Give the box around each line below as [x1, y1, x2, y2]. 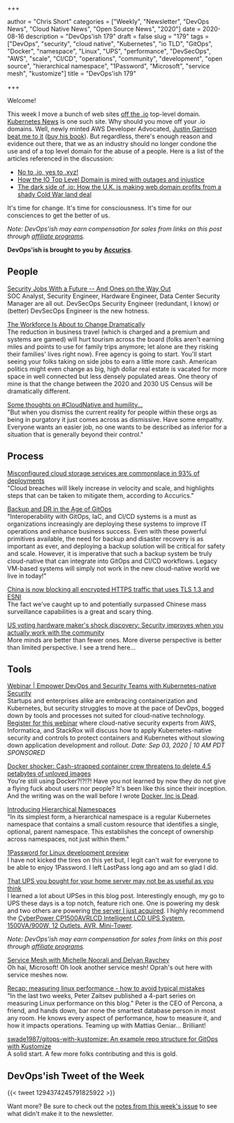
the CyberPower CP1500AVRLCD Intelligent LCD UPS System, [7, 914, 185, 923]
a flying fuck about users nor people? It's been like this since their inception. [7, 784, 227, 793]
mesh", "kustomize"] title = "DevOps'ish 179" [7, 69, 137, 78]
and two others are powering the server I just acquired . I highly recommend [7, 907, 225, 915]
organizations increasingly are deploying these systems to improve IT [7, 520, 207, 528]
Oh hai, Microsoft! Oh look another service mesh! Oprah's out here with [7, 963, 213, 971]
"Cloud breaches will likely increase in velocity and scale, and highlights [7, 483, 214, 492]
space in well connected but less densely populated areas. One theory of [7, 372, 218, 381]
